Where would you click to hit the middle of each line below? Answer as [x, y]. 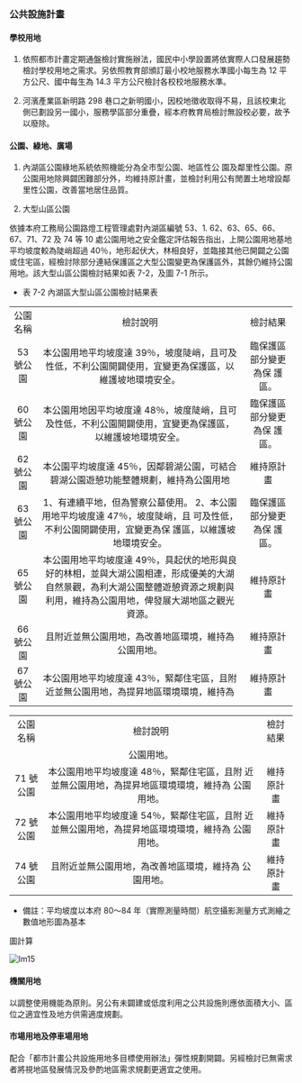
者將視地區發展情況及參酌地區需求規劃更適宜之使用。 [108, 1069]
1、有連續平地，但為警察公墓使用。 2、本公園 [140, 503]
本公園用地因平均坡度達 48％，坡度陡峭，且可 [140, 410]
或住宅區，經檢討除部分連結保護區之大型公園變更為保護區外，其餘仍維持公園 [151, 262]
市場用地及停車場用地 [49, 1036]
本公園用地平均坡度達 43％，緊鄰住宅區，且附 [140, 678]
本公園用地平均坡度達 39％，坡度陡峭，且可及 [140, 353]
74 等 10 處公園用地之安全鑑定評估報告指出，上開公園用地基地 [178, 240]
